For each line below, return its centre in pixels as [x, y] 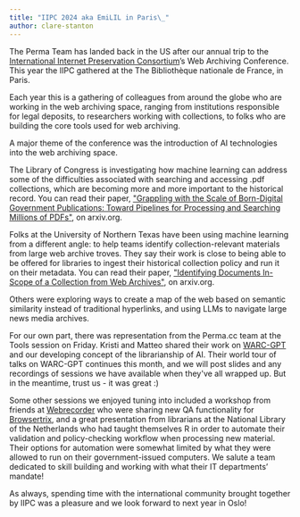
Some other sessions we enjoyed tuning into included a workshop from [140, 400]
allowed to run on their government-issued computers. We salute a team [142, 457]
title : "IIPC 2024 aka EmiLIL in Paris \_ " [89, 17]
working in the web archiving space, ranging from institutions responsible [144, 106]
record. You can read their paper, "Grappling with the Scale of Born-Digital [146, 198]
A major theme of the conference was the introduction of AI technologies [144, 143]
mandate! [27, 476]
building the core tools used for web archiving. [95, 125]
